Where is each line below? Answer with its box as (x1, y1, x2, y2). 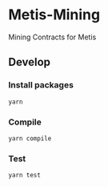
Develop (8, 55, 50, 69)
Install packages (8, 79, 74, 91)
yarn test (8, 171, 42, 180)
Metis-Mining (8, 6, 101, 24)
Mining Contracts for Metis (8, 32, 97, 42)
